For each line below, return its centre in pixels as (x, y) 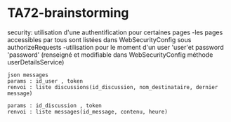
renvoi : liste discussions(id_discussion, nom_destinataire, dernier (113, 87)
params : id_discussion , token (54, 106)
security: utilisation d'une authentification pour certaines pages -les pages (115, 32)
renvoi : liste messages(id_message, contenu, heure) (88, 111)
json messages (28, 75)
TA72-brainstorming (68, 13)
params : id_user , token (45, 81)
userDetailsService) (36, 62)
